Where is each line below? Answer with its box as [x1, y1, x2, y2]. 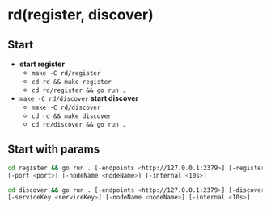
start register [19, 59, 66, 69]
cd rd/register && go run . [31, 86, 126, 94]
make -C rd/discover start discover [19, 94, 139, 102]
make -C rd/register [31, 69, 101, 77]
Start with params [7, 143, 100, 157]
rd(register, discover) [7, 6, 155, 24]
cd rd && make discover [31, 112, 112, 120]
